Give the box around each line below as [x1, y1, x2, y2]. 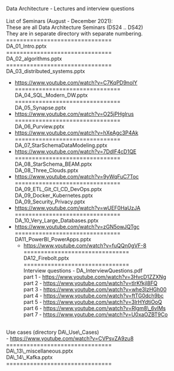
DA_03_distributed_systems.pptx [6, 68, 85, 74]
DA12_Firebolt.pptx [23, 255, 69, 261]
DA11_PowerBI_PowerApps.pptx [14, 236, 92, 242]
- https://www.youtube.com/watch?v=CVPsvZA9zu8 [6, 335, 134, 342]
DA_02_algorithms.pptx [6, 55, 62, 62]
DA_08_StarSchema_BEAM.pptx [14, 160, 92, 168]
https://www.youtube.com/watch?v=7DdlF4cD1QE [14, 148, 137, 155]
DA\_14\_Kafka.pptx [6, 354, 53, 360]
